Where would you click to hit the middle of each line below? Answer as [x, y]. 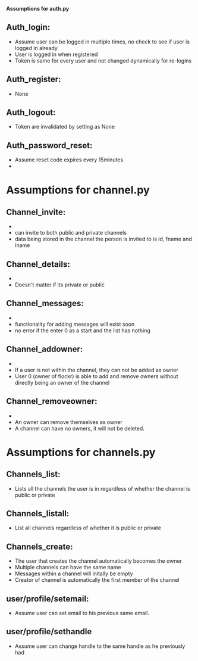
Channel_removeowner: [52, 401]
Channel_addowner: [45, 349]
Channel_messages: [45, 303]
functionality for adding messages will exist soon [75, 324]
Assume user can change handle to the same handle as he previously [100, 646]
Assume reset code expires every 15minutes [69, 160]
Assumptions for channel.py [78, 190]
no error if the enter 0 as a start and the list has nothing [82, 330]
